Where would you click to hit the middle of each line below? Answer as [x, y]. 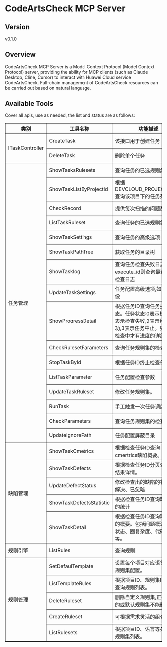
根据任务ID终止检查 [137, 362]
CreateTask [62, 141]
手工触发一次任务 [135, 406]
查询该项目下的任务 [137, 196]
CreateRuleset [66, 616]
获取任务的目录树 [135, 252]
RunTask [59, 406]
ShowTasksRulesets [72, 170]
